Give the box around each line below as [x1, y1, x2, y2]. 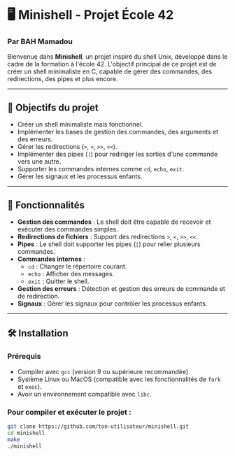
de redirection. [17, 292, 60, 301]
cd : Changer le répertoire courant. [27, 262, 127, 271]
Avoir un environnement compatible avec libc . [17, 390, 152, 398]
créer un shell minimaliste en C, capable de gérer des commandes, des [7, 67, 213, 76]
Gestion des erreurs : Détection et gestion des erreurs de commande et [17, 285, 226, 293]
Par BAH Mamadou [7, 37, 73, 47]
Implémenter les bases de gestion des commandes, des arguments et [17, 128, 219, 136]
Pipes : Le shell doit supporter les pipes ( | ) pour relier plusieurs [17, 240, 201, 248]
